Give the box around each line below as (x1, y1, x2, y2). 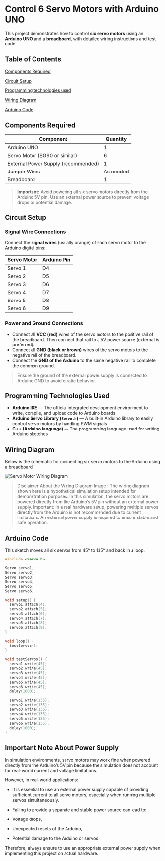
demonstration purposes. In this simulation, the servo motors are (17, 493, 149, 500)
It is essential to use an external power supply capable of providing (12, 786, 149, 792)
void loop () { (5, 639, 34, 644)
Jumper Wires (7, 168, 40, 175)
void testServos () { (5, 656, 48, 662)
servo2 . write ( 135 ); (9, 702, 50, 707)
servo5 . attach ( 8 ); (9, 620, 48, 626)
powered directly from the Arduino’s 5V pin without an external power (17, 499, 159, 505)
